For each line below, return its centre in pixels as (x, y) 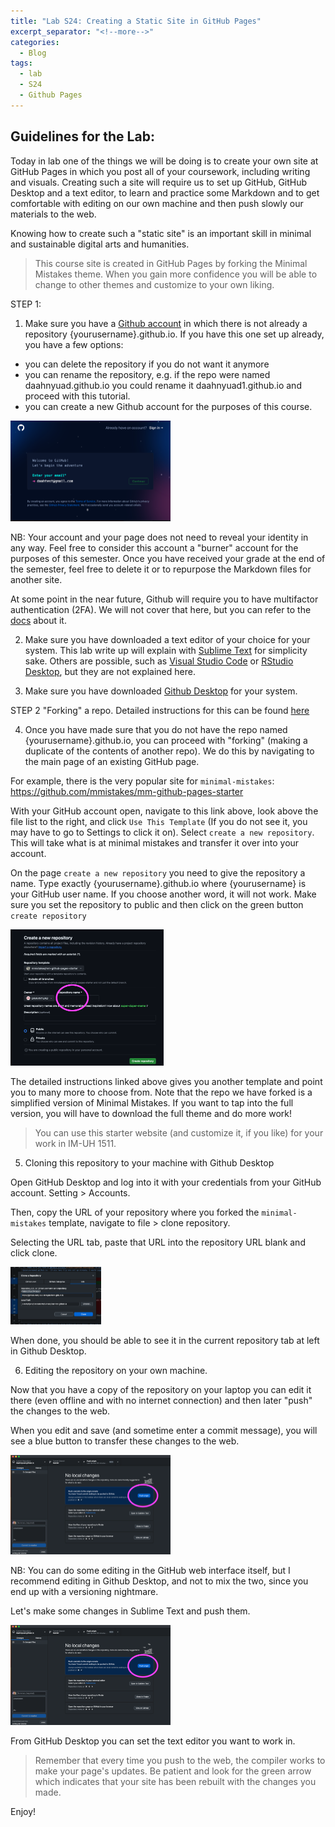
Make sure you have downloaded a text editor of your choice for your (167, 640)
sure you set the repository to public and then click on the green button (157, 905)
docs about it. (38, 621)
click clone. (34, 1252)
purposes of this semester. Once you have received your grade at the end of (168, 559)
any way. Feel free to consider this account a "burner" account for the (154, 548)
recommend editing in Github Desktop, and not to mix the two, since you (159, 1581)
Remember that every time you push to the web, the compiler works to (180, 1760)
